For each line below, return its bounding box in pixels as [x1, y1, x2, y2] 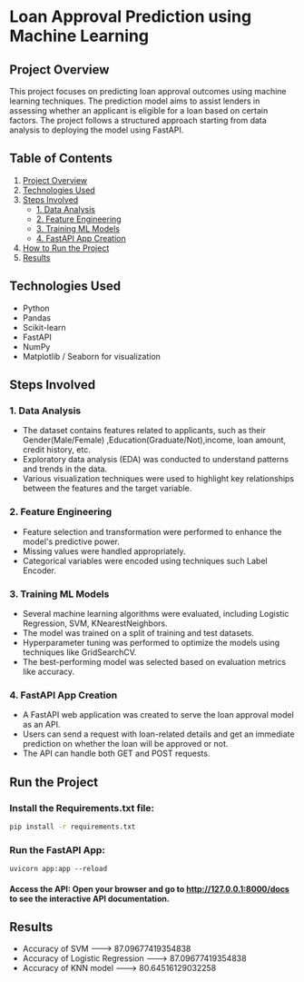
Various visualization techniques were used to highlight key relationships [22, 473, 295, 484]
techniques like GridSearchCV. [22, 647, 137, 658]
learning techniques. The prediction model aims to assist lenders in [9, 95, 260, 106]
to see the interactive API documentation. [9, 893, 170, 904]
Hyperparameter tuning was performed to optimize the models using [22, 637, 280, 648]
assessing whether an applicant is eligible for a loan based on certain [9, 105, 269, 115]
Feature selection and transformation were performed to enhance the [22, 526, 282, 537]
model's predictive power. [22, 536, 121, 547]
